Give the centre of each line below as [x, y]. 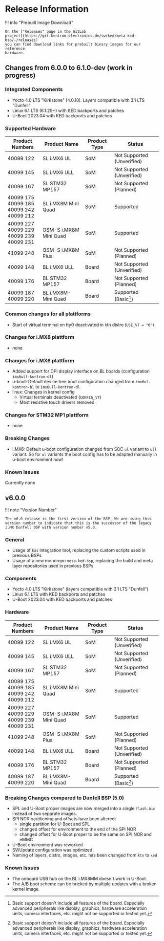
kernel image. [26, 889]
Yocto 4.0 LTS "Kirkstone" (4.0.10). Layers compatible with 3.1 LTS [78, 100]
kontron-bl [23, 387]
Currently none [20, 483]
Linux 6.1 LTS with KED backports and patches [59, 594]
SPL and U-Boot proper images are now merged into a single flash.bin [84, 809]
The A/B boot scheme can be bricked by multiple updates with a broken [84, 884]
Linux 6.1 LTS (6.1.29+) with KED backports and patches [68, 110]
